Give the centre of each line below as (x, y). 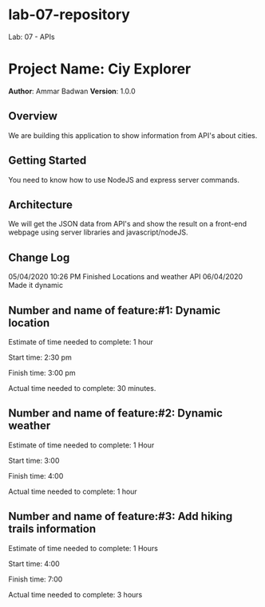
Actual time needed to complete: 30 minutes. (82, 388)
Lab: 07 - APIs (32, 37)
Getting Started (47, 161)
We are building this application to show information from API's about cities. (133, 135)
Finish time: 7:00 (36, 579)
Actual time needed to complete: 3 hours (75, 594)
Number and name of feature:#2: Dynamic (116, 414)
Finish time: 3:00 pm (42, 372)
